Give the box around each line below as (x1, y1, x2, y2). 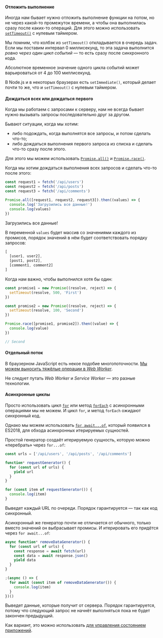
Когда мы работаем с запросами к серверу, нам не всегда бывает (5, 106, 145, 112)
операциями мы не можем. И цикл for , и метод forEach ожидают (5, 408, 141, 414)
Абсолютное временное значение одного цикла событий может (5, 65, 140, 71)
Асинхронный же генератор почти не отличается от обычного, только (5, 519, 151, 525)
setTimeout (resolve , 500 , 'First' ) (9, 290, 82, 295)
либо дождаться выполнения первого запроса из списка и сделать (12, 141, 153, 147)
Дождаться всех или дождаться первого (5, 96, 93, 101)
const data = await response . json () (14, 553, 89, 558)
